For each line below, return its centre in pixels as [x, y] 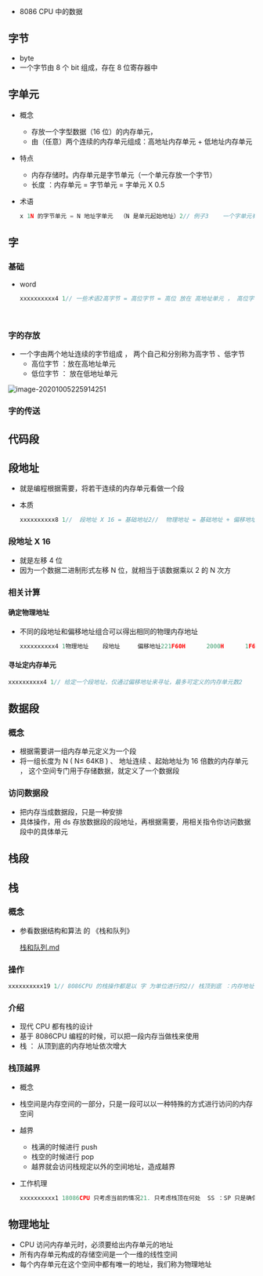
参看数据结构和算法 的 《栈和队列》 [76, 930]
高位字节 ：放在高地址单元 [73, 364]
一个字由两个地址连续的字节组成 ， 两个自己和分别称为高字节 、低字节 [132, 354]
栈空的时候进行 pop [63, 1157]
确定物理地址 [29, 612]
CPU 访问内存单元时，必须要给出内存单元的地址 [96, 1245]
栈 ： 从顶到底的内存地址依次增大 [73, 1046]
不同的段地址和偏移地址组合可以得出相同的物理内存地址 [108, 631]
